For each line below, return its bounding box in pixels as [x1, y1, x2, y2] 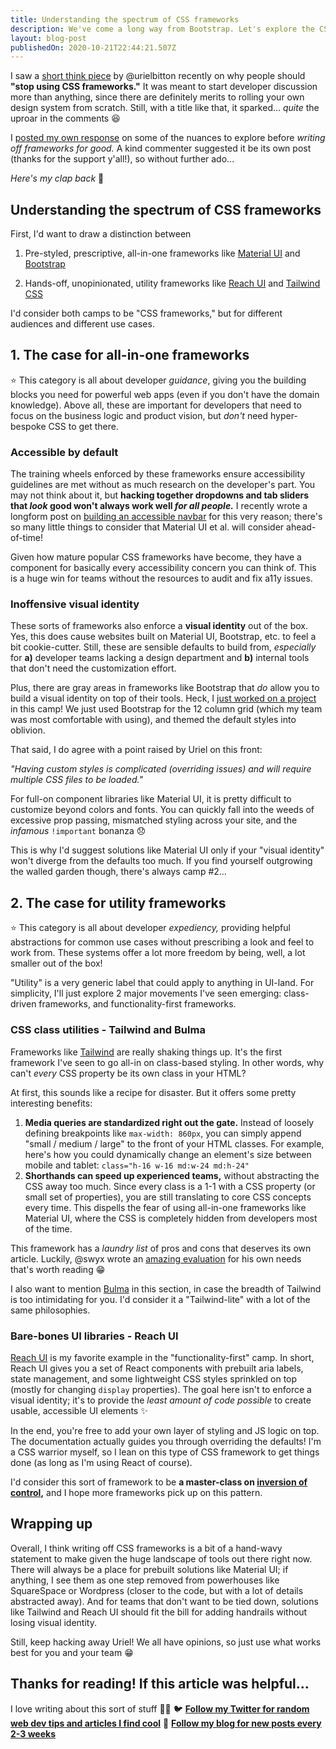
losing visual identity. [10, 1616, 97, 1628]
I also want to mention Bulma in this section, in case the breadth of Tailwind [10, 1282, 322, 1295]
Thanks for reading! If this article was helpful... [10, 1676, 310, 1693]
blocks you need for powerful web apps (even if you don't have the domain [10, 388, 320, 400]
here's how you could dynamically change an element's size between [24, 1148, 312, 1160]
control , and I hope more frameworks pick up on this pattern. [10, 1486, 263, 1498]
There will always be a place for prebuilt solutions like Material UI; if [10, 1563, 289, 1575]
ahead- [286, 521, 317, 533]
